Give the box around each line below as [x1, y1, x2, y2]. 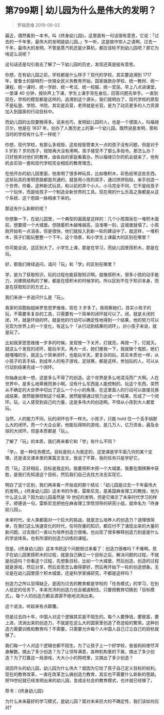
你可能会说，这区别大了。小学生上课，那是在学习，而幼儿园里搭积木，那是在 [5, 244, 159, 251]
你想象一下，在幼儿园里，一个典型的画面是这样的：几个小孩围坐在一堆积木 [5, 216, 155, 222]
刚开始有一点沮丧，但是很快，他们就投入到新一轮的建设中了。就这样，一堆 [5, 228, 155, 234]
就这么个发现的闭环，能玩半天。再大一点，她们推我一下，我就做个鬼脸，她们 [5, 346, 159, 352]
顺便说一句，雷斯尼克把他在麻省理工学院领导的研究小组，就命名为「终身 [13, 500, 159, 506]
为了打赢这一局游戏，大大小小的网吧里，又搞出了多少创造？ [13, 655, 133, 661]
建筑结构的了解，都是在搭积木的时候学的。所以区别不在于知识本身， [18, 278, 155, 283]
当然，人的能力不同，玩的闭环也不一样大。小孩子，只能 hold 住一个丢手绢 [5, 415, 153, 421]
